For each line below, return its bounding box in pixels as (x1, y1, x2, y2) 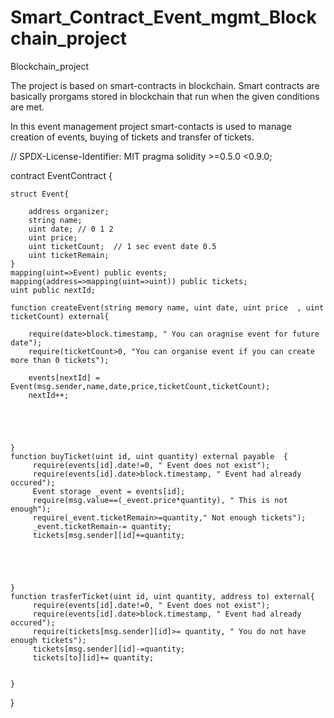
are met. (10, 101, 45, 113)
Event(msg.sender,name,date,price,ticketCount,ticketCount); (10, 381, 271, 391)
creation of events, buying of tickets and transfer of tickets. (10, 131, 255, 143)
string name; (28, 215, 83, 225)
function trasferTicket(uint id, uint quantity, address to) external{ (10, 591, 315, 601)
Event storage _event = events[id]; (32, 486, 186, 496)
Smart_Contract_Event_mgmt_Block (10, 6, 317, 29)
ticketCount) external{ (10, 311, 110, 321)
